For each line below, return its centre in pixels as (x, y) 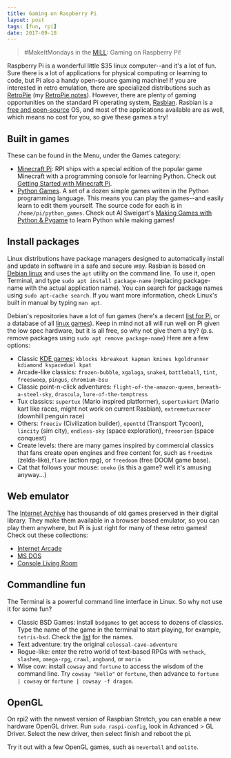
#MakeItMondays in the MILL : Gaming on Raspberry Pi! (102, 52)
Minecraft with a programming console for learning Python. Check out (117, 176)
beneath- (209, 387)
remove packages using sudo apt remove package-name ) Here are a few (108, 338)
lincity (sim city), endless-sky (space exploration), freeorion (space (115, 430)
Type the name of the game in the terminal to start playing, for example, (119, 630)
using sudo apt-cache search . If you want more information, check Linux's (112, 295)
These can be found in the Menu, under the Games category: (94, 155)
